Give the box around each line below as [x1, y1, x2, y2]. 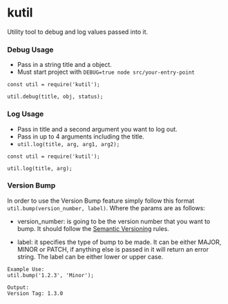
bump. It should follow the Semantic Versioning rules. [17, 224, 169, 232]
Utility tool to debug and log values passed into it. [7, 28, 149, 36]
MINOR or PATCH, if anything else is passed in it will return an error [17, 245, 209, 253]
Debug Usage [7, 45, 54, 54]
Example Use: [7, 265, 45, 273]
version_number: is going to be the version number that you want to [17, 217, 211, 225]
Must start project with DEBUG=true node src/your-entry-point [17, 68, 195, 77]
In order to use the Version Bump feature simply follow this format [7, 196, 195, 205]
